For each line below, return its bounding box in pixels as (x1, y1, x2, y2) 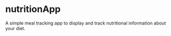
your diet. (5, 25, 26, 31)
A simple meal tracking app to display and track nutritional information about (5, 20, 166, 26)
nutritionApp (5, 3, 61, 15)
